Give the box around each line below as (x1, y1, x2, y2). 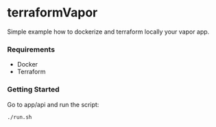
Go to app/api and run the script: (7, 100, 99, 108)
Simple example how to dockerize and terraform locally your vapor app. (7, 27, 210, 36)
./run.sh (7, 113, 32, 121)
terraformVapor (7, 5, 98, 21)
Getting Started (7, 84, 60, 94)
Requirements (7, 45, 56, 54)
